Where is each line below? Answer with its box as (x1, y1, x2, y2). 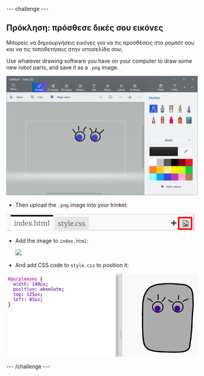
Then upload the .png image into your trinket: (15, 201, 129, 208)
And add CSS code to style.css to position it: (15, 261, 129, 269)
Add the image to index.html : (15, 237, 89, 244)
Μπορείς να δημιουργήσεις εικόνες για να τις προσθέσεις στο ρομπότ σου (6, 39, 194, 46)
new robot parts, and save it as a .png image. (6, 63, 119, 71)
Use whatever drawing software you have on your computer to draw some (6, 57, 192, 65)
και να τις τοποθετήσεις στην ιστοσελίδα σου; (6, 45, 123, 52)
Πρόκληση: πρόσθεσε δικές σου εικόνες (6, 23, 164, 33)
